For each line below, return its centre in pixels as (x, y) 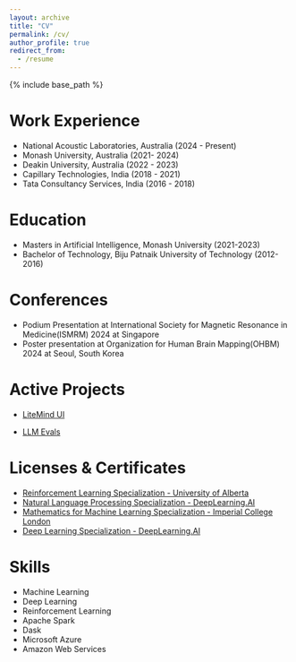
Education (48, 220)
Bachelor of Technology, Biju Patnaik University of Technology (137, 254)
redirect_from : (38, 51)
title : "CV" (31, 26)
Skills (30, 567)
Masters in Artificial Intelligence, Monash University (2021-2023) (141, 245)
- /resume (35, 59)
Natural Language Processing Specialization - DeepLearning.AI (139, 502)
